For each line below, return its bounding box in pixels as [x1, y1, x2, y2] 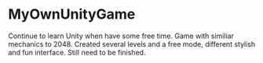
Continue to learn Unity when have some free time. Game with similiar [8, 31, 234, 40]
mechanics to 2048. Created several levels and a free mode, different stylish [8, 39, 256, 48]
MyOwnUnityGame [8, 5, 136, 23]
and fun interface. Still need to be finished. [8, 47, 146, 57]
